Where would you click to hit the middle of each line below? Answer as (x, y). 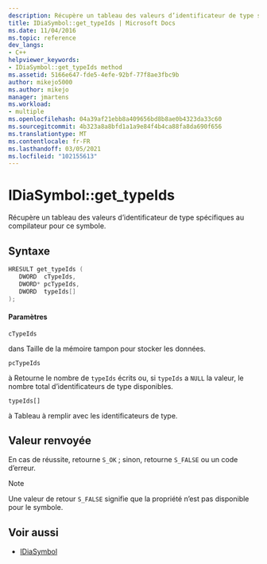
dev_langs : (26, 45)
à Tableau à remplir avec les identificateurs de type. (93, 415)
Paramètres (28, 317)
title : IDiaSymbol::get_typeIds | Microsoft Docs (92, 23)
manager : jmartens (39, 97)
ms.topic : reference (43, 38)
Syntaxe (29, 251)
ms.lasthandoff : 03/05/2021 (55, 149)
